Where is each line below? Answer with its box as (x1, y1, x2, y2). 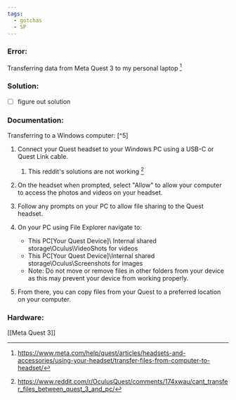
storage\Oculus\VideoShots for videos (27, 244, 138, 252)
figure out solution (17, 97, 71, 105)
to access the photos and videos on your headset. (17, 188, 163, 197)
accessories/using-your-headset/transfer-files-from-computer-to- (17, 356, 211, 364)
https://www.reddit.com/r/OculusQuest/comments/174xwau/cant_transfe (17, 377, 228, 385)
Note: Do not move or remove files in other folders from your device (27, 266, 225, 275)
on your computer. (17, 295, 72, 303)
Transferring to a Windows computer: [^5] (7, 131, 129, 139)
